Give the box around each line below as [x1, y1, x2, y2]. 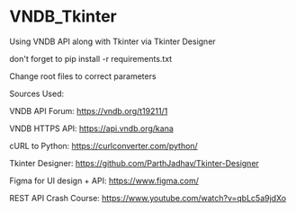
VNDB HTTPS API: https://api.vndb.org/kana [9, 123, 174, 134]
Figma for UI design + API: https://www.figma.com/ [9, 175, 200, 186]
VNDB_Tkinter [9, 6, 117, 27]
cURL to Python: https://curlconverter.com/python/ [9, 140, 198, 151]
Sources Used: [9, 88, 65, 99]
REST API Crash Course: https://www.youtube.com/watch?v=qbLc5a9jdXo [9, 192, 286, 203]
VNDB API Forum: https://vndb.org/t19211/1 [9, 105, 168, 116]
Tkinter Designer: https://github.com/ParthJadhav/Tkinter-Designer [9, 157, 259, 168]
